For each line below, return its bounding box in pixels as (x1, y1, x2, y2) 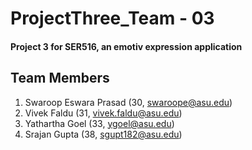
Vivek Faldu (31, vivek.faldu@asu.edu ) (24, 107, 183, 119)
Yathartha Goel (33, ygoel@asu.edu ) (24, 117, 175, 129)
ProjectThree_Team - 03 (10, 7, 215, 30)
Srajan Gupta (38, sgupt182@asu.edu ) (24, 128, 183, 140)
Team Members (10, 70, 110, 87)
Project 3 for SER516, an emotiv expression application (10, 40, 243, 52)
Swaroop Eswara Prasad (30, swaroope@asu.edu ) (24, 96, 233, 108)
